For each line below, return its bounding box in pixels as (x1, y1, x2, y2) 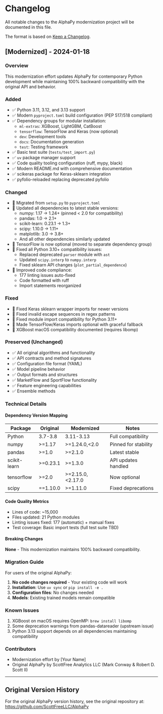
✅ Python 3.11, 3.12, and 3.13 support (12, 107, 85, 112)
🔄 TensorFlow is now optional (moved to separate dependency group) (12, 241, 152, 247)
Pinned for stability (110, 441, 153, 447)
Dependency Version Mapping (5, 412, 68, 418)
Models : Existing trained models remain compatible (12, 594, 115, 601)
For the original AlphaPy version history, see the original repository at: (5, 698, 145, 704)
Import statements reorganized (19, 283, 81, 288)
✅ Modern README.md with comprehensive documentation (12, 165, 132, 171)
